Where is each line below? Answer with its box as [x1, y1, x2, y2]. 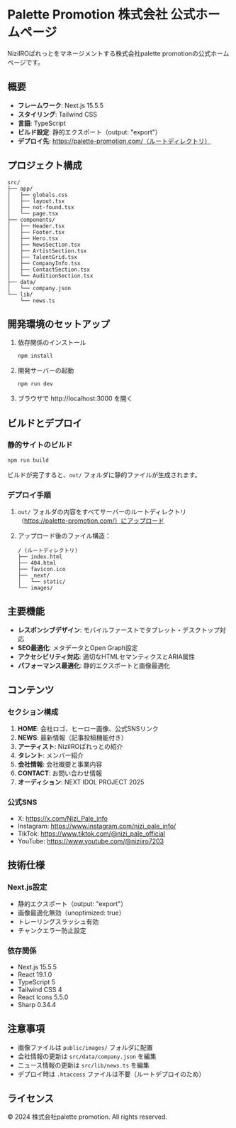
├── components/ [7, 216, 55, 223]
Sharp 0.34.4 [17, 1000, 57, 1009]
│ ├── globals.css [7, 191, 69, 198]
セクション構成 [7, 707, 59, 717]
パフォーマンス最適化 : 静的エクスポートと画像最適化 [17, 661, 171, 669]
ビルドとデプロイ [7, 417, 82, 429]
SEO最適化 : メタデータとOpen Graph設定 [17, 643, 138, 651]
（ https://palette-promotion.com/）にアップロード [17, 516, 165, 525]
